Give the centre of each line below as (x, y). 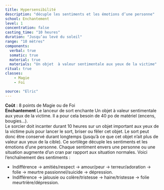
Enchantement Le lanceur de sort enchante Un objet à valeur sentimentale (81, 110)
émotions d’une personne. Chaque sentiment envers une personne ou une (80, 147)
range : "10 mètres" (25, 42)
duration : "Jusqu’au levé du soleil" (44, 37)
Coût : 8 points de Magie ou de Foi (40, 105)
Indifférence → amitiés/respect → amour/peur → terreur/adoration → (82, 166)
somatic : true (24, 55)
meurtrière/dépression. (36, 182)
